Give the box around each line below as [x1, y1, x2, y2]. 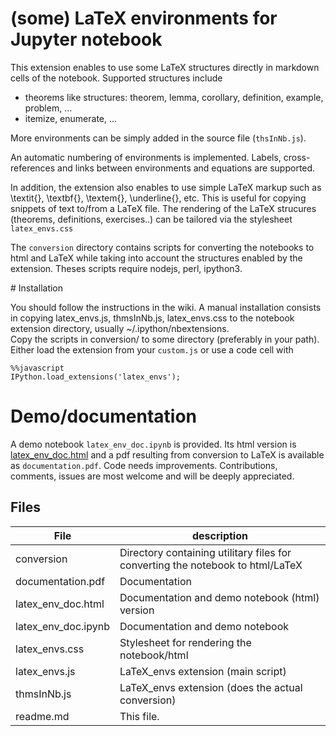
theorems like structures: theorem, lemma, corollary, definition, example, [24, 91, 324, 103]
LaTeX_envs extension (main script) [119, 664, 287, 678]
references [10, 162, 56, 174]
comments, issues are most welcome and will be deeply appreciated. [10, 470, 295, 482]
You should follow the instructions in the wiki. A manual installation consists [10, 301, 322, 313]
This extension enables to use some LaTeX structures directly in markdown [10, 61, 320, 73]
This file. [119, 709, 160, 723]
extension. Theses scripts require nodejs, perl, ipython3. [10, 262, 243, 274]
